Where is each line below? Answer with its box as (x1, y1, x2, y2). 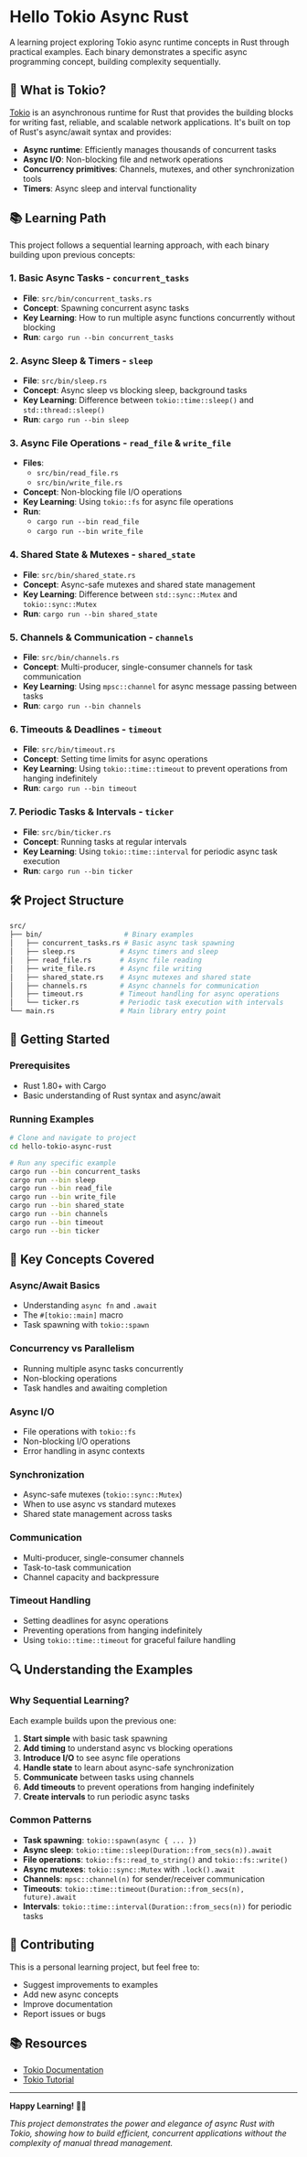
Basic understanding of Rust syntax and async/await (22, 1090, 221, 1101)
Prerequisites (9, 1059, 70, 1072)
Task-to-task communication (22, 1562, 132, 1573)
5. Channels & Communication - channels (9, 631, 194, 644)
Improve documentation (22, 1998, 113, 2009)
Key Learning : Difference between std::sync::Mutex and (22, 588, 238, 600)
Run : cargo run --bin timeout (22, 783, 138, 794)
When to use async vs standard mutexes (22, 1499, 176, 1510)
